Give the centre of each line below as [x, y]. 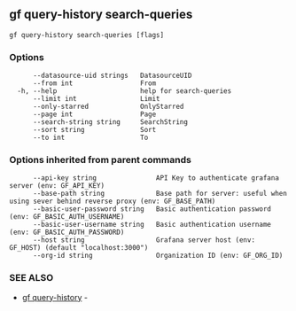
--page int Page [94, 114]
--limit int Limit [97, 99]
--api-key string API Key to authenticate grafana [156, 178]
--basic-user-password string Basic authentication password [152, 209]
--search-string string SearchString [110, 122]
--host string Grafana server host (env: [144, 240]
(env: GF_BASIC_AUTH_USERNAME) [67, 217]
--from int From [94, 83]
